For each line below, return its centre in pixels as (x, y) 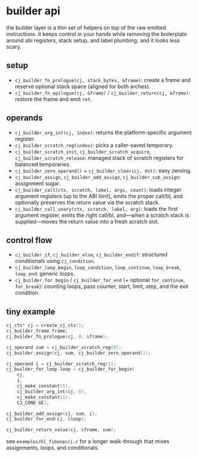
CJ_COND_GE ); (33, 402)
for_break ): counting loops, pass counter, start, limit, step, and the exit (101, 286)
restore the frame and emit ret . (53, 99)
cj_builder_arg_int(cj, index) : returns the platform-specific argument (103, 132)
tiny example (31, 312)
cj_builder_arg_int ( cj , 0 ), (52, 391)
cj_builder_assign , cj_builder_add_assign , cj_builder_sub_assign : (98, 177)
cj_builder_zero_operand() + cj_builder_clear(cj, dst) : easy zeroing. (103, 170)
